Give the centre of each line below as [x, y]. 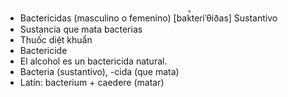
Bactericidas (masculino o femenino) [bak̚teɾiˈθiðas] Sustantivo [148, 18]
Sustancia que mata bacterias [81, 29]
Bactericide [43, 50]
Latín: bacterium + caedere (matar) [92, 82]
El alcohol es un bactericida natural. [93, 61]
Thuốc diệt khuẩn [56, 40]
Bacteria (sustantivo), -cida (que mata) [99, 71]
